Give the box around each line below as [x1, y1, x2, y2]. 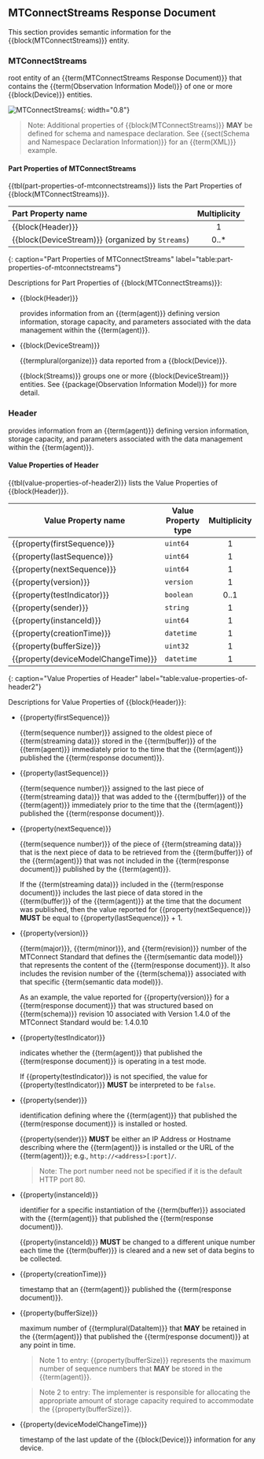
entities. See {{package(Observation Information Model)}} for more [19, 380, 237, 389]
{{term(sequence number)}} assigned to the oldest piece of [19, 728, 213, 737]
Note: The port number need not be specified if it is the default [38, 1166, 243, 1175]
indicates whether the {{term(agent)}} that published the [19, 1048, 203, 1057]
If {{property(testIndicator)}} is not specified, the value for [19, 1071, 208, 1081]
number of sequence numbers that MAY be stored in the [38, 1364, 222, 1373]
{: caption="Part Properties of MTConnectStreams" [8, 255, 174, 264]
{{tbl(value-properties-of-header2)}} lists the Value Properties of [8, 478, 218, 487]
